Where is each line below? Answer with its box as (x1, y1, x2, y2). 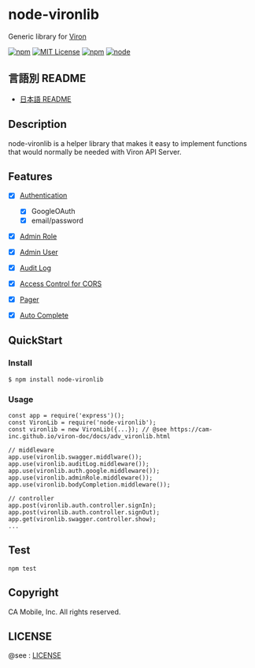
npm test (8, 565, 37, 572)
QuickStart (8, 334, 63, 347)
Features (8, 170, 53, 183)
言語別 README (8, 72, 87, 85)
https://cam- (170, 425, 213, 433)
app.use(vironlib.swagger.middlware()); (8, 452, 143, 461)
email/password (31, 216, 84, 225)
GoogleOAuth (31, 207, 76, 216)
